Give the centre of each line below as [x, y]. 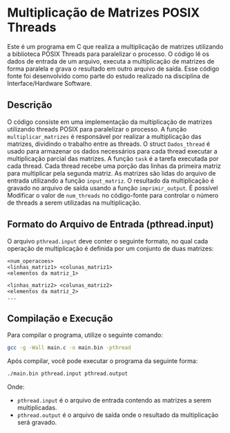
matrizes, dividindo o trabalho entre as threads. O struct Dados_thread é [109, 144]
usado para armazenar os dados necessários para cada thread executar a [112, 151]
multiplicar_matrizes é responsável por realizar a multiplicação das [104, 136]
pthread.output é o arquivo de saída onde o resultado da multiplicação [118, 415]
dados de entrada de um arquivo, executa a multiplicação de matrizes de [111, 61]
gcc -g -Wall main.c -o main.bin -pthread [69, 348]
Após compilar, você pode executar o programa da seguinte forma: [103, 361]
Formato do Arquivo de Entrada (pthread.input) [111, 224]
